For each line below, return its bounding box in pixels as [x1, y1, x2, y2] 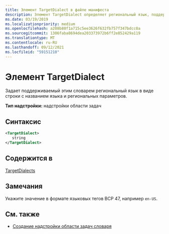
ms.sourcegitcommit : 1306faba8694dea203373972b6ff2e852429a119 [5, 31, 141, 36]
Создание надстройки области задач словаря [12, 223, 112, 229]
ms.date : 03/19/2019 [5, 17, 49, 22]
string [12, 135, 26, 141]
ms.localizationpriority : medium [5, 21, 75, 27]
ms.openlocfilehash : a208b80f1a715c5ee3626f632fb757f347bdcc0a [5, 26, 141, 31]
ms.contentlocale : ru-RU [5, 40, 57, 45]
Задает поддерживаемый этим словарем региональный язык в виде [5, 88, 154, 94]
